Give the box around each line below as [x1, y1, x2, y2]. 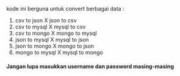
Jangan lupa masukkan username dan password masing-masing [6, 63, 175, 70]
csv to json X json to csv [15, 17, 77, 24]
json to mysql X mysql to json [15, 36, 90, 43]
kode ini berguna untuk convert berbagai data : [6, 5, 124, 12]
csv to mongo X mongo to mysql [15, 30, 98, 37]
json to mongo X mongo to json [15, 42, 95, 49]
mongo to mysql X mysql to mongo [15, 49, 104, 56]
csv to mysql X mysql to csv [15, 24, 86, 30]
